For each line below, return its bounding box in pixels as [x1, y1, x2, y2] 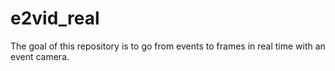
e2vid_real [10, 7, 100, 30]
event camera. [10, 50, 70, 62]
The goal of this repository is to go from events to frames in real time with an [10, 40, 326, 52]
